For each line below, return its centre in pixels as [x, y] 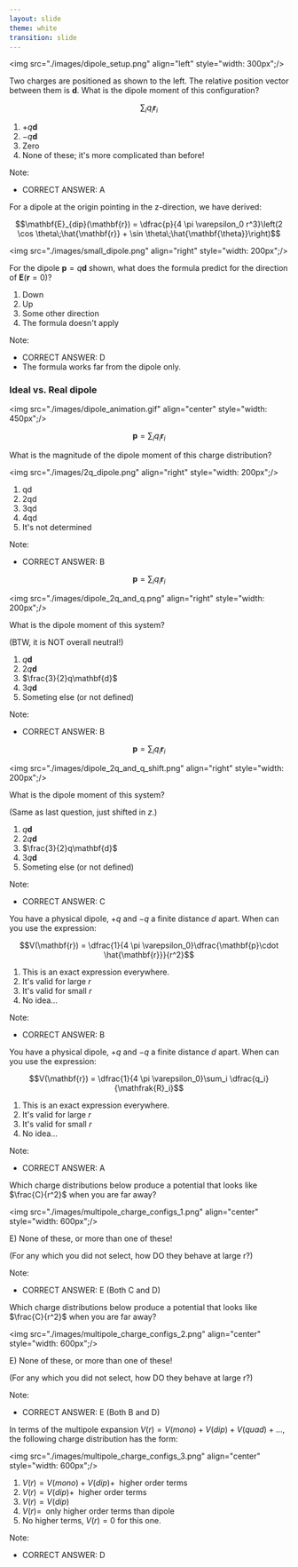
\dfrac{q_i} [249, 1078]
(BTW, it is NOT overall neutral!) [67, 642]
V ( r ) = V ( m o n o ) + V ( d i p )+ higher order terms [105, 1483]
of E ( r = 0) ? [31, 278]
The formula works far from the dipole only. [102, 367]
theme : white [33, 28]
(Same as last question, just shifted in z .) [83, 812]
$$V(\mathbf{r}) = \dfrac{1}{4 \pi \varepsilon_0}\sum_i [128, 1078]
